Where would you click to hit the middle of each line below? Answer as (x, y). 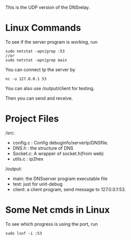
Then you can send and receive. (39, 98)
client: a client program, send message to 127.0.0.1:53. (69, 189)
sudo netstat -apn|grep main (36, 60)
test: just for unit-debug (37, 184)
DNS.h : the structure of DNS (43, 148)
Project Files (32, 119)
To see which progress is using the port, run (52, 224)
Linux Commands (43, 28)
